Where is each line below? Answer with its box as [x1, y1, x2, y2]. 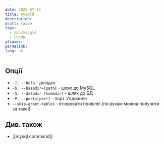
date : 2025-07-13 [5, 7, 41, 12]
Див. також [5, 120, 43, 129]
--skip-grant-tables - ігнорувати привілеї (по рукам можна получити [12, 101, 160, 107]
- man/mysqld [9, 30, 37, 35]
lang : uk [5, 48, 23, 53]
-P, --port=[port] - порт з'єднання [12, 96, 87, 102]
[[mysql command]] [12, 134, 53, 140]
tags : [5, 26, 16, 31]
